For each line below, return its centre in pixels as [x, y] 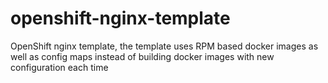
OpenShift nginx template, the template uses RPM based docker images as [164, 46]
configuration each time [59, 67]
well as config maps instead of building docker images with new [142, 56]
